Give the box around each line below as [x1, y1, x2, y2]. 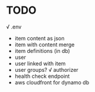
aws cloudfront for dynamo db [14, 78, 90, 86]
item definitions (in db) [14, 47, 70, 54]
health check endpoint [14, 72, 70, 80]
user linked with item [14, 60, 66, 67]
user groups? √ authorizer [14, 66, 79, 73]
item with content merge [14, 41, 75, 48]
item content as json [14, 34, 65, 42]
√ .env [6, 23, 22, 30]
